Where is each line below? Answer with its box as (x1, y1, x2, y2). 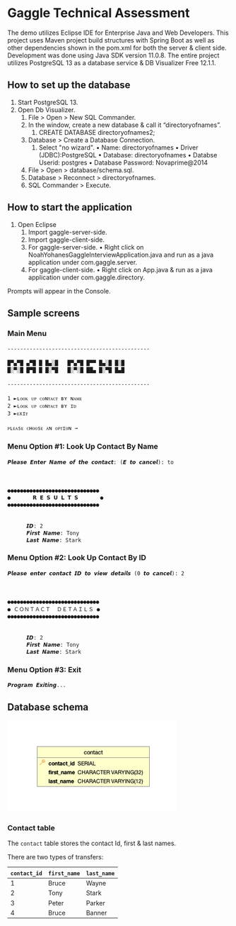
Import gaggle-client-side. (28, 235, 105, 244)
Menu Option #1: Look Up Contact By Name (7, 442, 159, 452)
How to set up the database (7, 79, 131, 91)
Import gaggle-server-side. (28, 228, 107, 236)
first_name (48, 870, 81, 877)
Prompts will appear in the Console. (7, 286, 111, 295)
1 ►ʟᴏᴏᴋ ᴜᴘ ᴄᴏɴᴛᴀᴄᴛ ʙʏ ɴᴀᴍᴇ (7, 395, 83, 402)
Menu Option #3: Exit (7, 664, 82, 674)
